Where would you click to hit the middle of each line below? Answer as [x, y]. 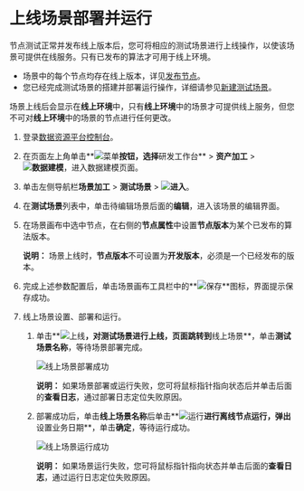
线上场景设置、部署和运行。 [74, 316]
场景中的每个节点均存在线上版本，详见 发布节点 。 [114, 76]
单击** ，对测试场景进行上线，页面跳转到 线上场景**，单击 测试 [163, 335]
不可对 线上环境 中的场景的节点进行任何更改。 [93, 118]
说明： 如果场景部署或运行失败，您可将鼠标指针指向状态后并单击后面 [164, 385]
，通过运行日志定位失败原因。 [100, 477]
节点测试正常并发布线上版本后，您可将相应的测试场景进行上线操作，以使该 [148, 45]
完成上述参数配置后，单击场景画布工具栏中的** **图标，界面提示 [154, 286]
